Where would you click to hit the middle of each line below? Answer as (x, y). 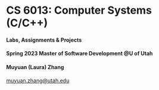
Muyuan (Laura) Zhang (35, 67)
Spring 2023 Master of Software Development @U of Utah (79, 54)
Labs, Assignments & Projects (44, 40)
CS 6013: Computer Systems (79, 10)
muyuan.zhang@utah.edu (38, 80)
